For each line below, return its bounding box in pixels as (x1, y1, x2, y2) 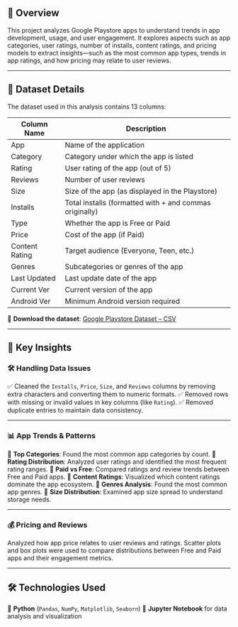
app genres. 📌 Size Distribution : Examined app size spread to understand (7, 487, 223, 496)
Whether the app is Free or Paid (64, 218, 170, 228)
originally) (64, 207, 98, 217)
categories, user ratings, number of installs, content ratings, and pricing (7, 40, 217, 50)
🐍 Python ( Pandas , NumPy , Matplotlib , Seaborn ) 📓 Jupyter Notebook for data (7, 604, 228, 613)
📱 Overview (7, 7, 59, 19)
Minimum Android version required (64, 296, 181, 306)
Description (125, 124, 166, 133)
